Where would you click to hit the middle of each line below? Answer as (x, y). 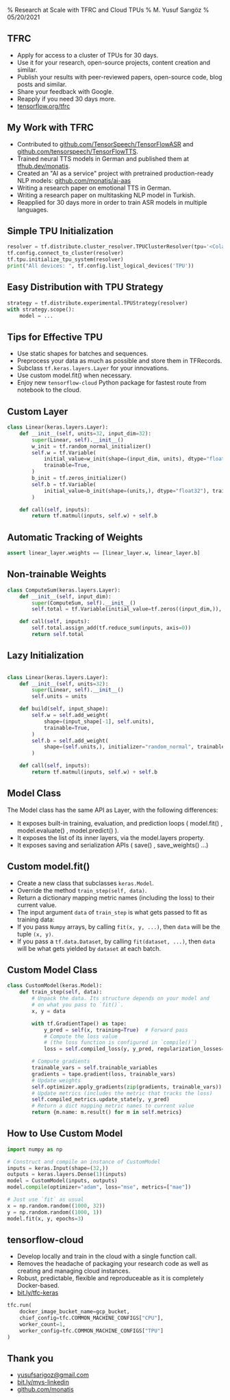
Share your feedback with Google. (65, 91)
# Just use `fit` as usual (46, 1200)
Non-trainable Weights (57, 574)
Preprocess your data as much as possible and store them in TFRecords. (119, 361)
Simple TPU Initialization (61, 231)
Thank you (30, 1359)
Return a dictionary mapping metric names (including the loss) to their (116, 898)
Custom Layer (38, 411)
